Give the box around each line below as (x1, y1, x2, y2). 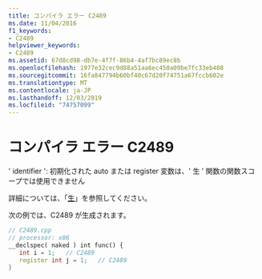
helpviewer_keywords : (8, 42, 81, 50)
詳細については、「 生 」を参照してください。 (8, 193, 152, 203)
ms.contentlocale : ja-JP (8, 86, 91, 95)
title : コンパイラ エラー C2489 (8, 11, 107, 20)
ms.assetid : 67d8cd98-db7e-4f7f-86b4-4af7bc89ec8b (8, 57, 181, 65)
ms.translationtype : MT (8, 79, 88, 87)
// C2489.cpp (8, 226, 52, 235)
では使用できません (22, 176, 86, 186)
